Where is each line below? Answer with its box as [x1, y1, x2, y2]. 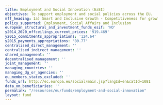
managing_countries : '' [5, 66, 53, 71]
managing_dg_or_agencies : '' [5, 70, 64, 75]
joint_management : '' [5, 61, 49, 66]
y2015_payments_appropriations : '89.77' [5, 39, 88, 44]
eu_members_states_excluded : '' [5, 75, 70, 79]
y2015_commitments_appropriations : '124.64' [5, 34, 97, 39]
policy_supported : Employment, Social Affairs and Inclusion [5, 20, 131, 26]
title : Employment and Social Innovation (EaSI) [5, 7, 105, 12]
